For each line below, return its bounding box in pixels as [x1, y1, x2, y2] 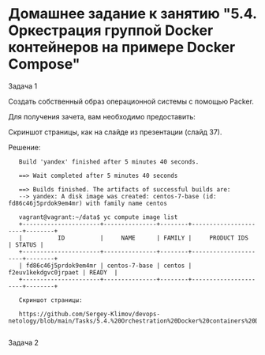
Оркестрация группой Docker [8, 21, 214, 40]
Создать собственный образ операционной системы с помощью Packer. [8, 96, 255, 106]
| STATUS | [8, 240, 44, 249]
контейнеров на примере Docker [8, 39, 236, 56]
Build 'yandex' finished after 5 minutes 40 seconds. [18, 157, 200, 166]
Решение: [8, 142, 41, 152]
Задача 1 [8, 81, 38, 91]
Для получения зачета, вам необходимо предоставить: [8, 111, 196, 121]
